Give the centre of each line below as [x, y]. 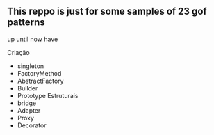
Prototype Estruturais [48, 95]
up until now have [33, 39]
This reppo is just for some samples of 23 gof [107, 11]
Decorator [32, 125]
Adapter [29, 110]
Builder [27, 88]
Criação [18, 52]
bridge [27, 103]
